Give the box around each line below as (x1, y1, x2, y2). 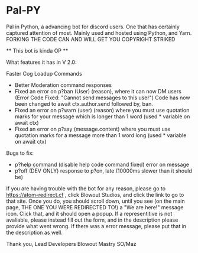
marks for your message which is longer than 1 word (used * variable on (14, 113, 190, 120)
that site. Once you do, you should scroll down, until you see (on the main (6, 197, 185, 205)
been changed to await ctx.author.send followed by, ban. (14, 100, 154, 107)
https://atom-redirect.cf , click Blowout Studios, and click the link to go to (6, 191, 184, 198)
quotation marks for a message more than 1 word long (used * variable (14, 131, 187, 139)
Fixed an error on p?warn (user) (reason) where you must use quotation (14, 106, 190, 113)
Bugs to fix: (6, 149, 34, 157)
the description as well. (6, 229, 63, 236)
